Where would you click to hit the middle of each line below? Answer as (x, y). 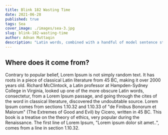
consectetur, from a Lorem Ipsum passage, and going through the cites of (81, 96)
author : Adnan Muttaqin (30, 38)
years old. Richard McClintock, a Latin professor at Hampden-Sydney (77, 85)
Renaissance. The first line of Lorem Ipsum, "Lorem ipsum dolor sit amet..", (82, 122)
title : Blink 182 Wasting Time (38, 10)
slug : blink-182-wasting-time (37, 33)
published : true (22, 19)
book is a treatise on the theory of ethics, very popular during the (72, 117)
